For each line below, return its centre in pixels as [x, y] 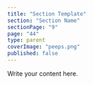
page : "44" [23, 34]
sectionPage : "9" [33, 27]
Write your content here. [43, 73]
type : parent [26, 40]
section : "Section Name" [44, 21]
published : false [33, 54]
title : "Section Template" [47, 14]
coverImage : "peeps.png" [44, 47]
